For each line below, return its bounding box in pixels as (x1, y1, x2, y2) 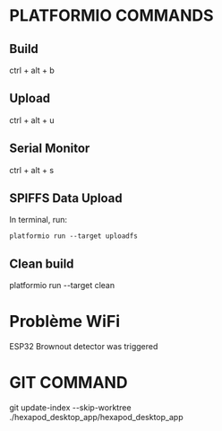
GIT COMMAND (9, 373, 128, 393)
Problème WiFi (9, 312, 121, 332)
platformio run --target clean (9, 280, 115, 291)
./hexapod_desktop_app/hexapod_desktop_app (9, 412, 184, 423)
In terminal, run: (9, 215, 68, 225)
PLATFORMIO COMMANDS (9, 5, 214, 26)
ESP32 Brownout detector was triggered (9, 341, 158, 352)
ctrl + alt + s (9, 164, 55, 175)
